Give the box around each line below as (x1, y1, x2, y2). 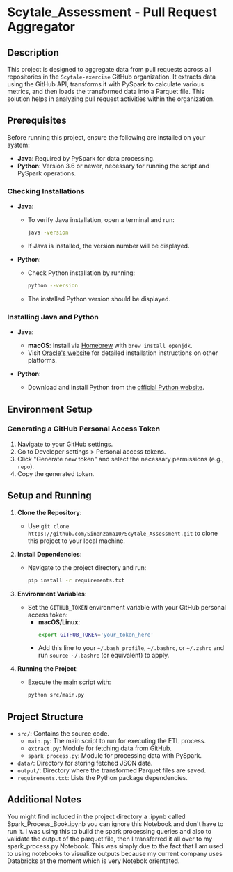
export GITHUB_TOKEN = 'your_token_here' (38, 631, 154, 638)
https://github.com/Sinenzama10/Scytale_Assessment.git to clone (27, 529, 218, 537)
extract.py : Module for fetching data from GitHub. (27, 744, 172, 752)
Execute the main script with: (27, 678, 111, 686)
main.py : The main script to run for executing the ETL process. (27, 737, 207, 745)
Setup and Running (7, 490, 92, 502)
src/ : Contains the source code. (17, 729, 110, 738)
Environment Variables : (17, 589, 87, 598)
